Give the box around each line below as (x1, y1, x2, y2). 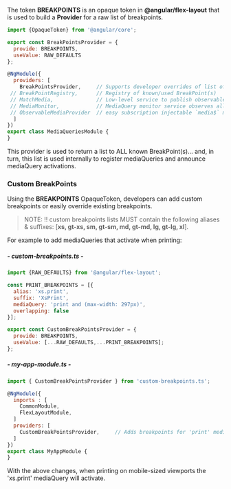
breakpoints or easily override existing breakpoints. (7, 202, 153, 210)
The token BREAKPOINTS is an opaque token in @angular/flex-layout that (7, 6, 220, 14)
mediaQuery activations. (7, 162, 77, 170)
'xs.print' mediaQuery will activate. (7, 474, 106, 482)
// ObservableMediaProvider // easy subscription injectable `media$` (10, 109, 220, 116)
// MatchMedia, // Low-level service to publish (10, 96, 192, 103)
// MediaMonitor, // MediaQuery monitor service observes (10, 103, 214, 110)
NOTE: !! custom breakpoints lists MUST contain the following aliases (23, 215, 220, 223)
